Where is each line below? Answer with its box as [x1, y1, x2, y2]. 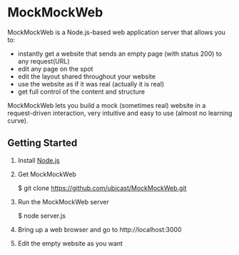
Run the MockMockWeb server [17, 197, 109, 206]
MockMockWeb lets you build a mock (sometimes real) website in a [7, 101, 206, 109]
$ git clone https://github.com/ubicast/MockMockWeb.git [17, 184, 187, 192]
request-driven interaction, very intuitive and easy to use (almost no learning [7, 109, 233, 117]
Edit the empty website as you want [17, 239, 123, 247]
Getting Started [7, 137, 78, 149]
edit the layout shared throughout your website [17, 72, 156, 81]
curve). [7, 116, 29, 125]
